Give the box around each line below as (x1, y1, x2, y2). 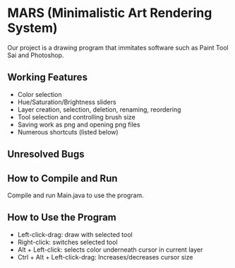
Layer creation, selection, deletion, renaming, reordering (17, 105, 181, 114)
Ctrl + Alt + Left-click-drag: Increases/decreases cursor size (17, 252, 193, 261)
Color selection (17, 90, 62, 98)
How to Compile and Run (7, 172, 118, 185)
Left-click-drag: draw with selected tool (17, 230, 133, 238)
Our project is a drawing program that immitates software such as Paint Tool (7, 43, 229, 52)
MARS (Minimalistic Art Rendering (7, 5, 212, 21)
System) (7, 20, 58, 36)
